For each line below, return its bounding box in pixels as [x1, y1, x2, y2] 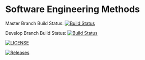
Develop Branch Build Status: [5, 30, 67, 36]
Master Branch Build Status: [5, 20, 64, 26]
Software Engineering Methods [5, 4, 140, 15]
